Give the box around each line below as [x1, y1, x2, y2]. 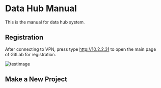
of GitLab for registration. [5, 51, 56, 57]
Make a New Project [5, 75, 67, 84]
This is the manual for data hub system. [5, 19, 85, 25]
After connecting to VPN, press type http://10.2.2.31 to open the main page [5, 46, 156, 52]
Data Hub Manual [5, 3, 77, 14]
